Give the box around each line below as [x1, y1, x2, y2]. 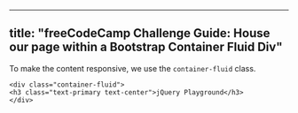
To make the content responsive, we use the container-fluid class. [9, 63, 256, 73]
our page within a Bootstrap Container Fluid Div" [9, 40, 283, 55]
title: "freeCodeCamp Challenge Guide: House [9, 26, 271, 41]
